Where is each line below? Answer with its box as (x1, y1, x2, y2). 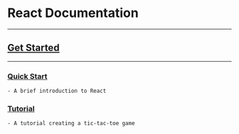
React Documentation (7, 5, 139, 21)
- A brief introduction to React (7, 87, 107, 95)
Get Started (7, 42, 60, 54)
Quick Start (7, 71, 48, 81)
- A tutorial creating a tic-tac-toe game (7, 120, 135, 127)
